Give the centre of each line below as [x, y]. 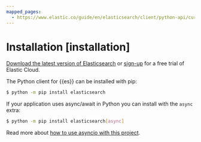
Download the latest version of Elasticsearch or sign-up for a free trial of [95, 64]
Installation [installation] [68, 47]
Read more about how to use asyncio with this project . [73, 133]
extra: [13, 110]
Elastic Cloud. [23, 70]
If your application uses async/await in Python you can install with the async [100, 104]
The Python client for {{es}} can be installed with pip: [72, 81]
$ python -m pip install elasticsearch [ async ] [65, 121]
